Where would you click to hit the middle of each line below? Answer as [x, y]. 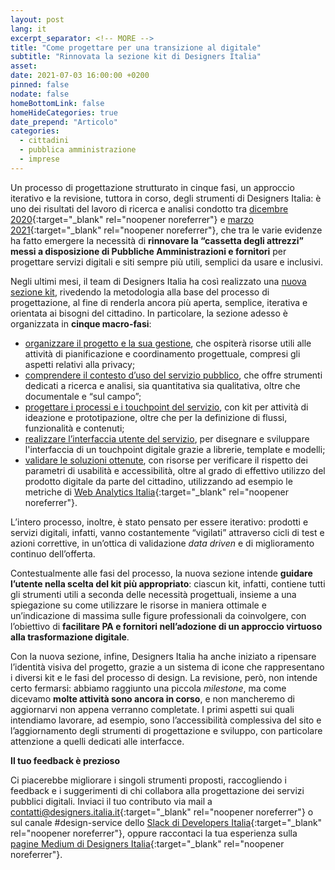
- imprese [39, 159]
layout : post [37, 19]
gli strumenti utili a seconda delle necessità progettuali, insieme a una [153, 594]
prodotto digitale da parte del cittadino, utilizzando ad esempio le [158, 481]
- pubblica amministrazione [78, 150]
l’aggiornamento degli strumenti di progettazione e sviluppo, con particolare [166, 730]
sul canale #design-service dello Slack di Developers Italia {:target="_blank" [166, 822]
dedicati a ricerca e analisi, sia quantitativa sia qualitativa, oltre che [162, 385]
